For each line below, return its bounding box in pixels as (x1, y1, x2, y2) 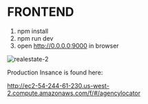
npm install (17, 27, 49, 35)
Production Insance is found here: (7, 68, 103, 76)
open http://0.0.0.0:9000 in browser (17, 41, 119, 50)
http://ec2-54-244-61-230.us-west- (7, 81, 110, 90)
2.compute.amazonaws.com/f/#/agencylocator (7, 89, 141, 97)
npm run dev (17, 34, 54, 42)
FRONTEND (7, 4, 74, 20)
